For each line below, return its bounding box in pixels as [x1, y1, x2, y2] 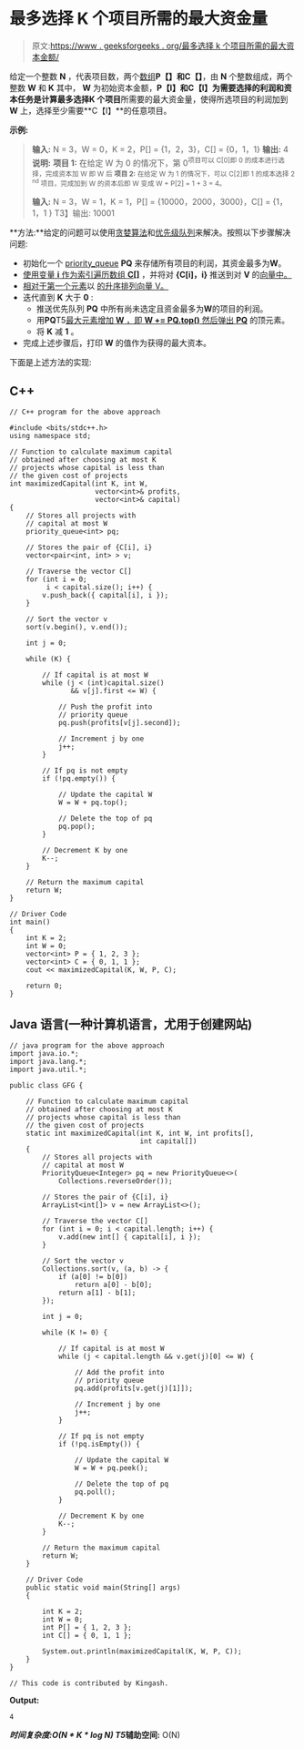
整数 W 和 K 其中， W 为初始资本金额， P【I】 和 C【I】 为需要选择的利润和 [9, 82, 285, 93]
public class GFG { [9, 1081, 84, 1090]
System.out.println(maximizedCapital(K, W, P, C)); [42, 1647, 243, 1656]
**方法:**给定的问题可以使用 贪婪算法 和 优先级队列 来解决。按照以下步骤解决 [9, 227, 291, 238]
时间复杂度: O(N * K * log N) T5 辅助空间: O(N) [9, 1730, 180, 1741]
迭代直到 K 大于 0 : [22, 291, 94, 302]
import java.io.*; [9, 1049, 79, 1059]
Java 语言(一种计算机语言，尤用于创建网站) [9, 1017, 253, 1032]
